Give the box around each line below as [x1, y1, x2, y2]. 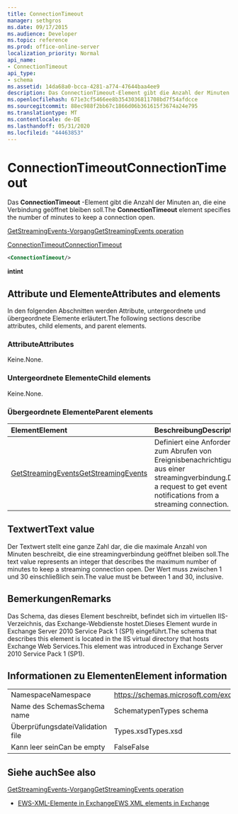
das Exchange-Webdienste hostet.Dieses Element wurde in [45, 619, 217, 628]
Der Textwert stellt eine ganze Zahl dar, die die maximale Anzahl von [7, 542, 208, 550]
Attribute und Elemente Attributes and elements [7, 288, 221, 300]
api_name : [7, 57, 37, 64]
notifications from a [154, 490, 220, 500]
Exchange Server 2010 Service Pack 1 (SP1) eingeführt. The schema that [7, 627, 217, 635]
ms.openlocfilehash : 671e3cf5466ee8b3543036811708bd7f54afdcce [7, 96, 198, 104]
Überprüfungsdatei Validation [11, 722, 108, 732]
